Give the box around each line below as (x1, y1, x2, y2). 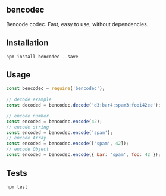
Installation (6, 38, 49, 48)
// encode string (6, 124, 49, 130)
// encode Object (6, 146, 49, 153)
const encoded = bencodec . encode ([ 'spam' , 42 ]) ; (6, 141, 129, 147)
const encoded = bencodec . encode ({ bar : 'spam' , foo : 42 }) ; (6, 152, 161, 158)
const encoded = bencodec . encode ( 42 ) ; (6, 119, 102, 125)
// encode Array (6, 135, 46, 141)
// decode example (6, 97, 52, 103)
